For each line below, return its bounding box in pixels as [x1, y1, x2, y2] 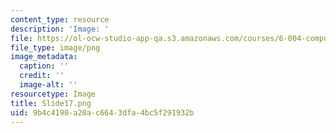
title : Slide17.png [10, 98, 92, 108]
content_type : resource [10, 14, 110, 25]
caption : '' [19, 61, 70, 71]
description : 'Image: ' [10, 24, 110, 34]
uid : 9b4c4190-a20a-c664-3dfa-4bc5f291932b [10, 107, 195, 118]
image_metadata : [10, 52, 78, 62]
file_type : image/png [10, 42, 101, 53]
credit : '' [19, 71, 65, 81]
